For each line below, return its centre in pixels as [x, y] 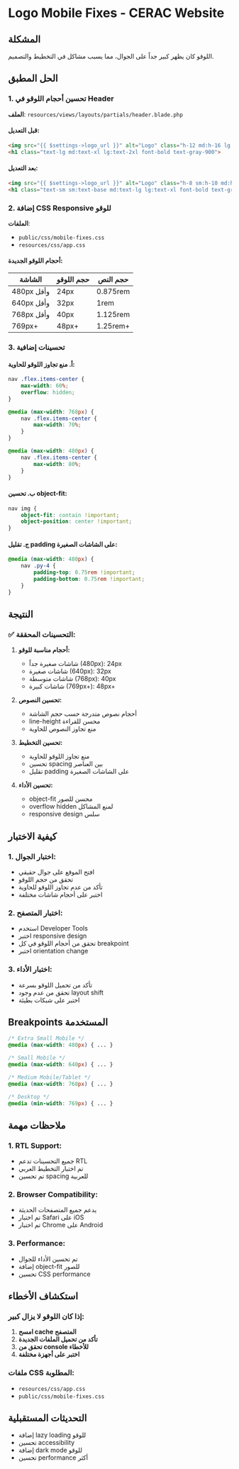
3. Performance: [37, 1243]
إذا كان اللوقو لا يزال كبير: [46, 1316]
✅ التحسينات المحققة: [42, 634]
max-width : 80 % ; [57, 464]
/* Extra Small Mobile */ [46, 1038]
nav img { [23, 509]
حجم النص [113, 279]
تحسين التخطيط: [40, 743]
